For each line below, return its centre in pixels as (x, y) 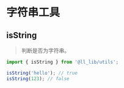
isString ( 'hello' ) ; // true (42, 73)
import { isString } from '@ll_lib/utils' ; (63, 62)
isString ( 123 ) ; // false (38, 79)
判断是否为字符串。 (46, 50)
